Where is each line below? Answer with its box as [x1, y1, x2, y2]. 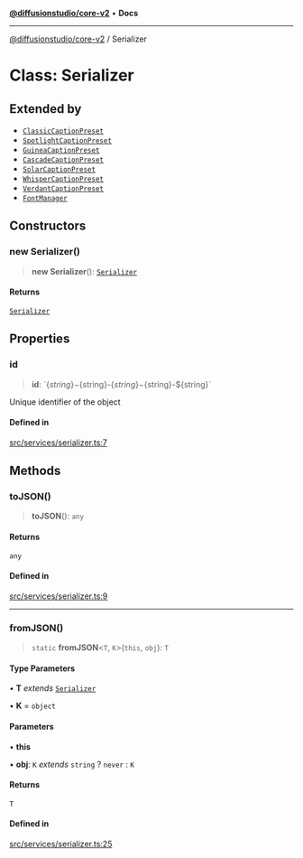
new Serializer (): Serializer [31, 266, 138, 276]
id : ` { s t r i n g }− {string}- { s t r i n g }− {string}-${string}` [31, 378, 212, 389]
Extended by [9, 101, 82, 117]
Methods [9, 463, 61, 479]
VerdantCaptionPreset [22, 184, 104, 193]
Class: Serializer [9, 65, 135, 86]
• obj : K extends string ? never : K [9, 759, 135, 769]
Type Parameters [9, 663, 76, 674]
